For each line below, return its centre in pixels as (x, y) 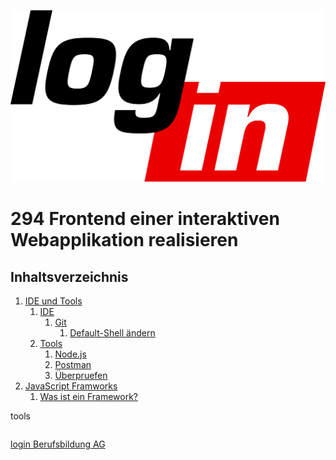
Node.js (70, 354)
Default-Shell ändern (112, 333)
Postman (73, 365)
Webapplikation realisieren (124, 240)
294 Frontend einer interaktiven (145, 219)
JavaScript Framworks (71, 386)
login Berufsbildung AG (58, 444)
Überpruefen (81, 376)
